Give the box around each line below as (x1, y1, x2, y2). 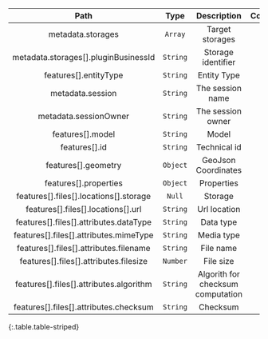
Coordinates (195, 165, 242, 175)
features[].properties (44, 177, 124, 189)
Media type (197, 229, 241, 241)
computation (195, 289, 243, 299)
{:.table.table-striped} (8, 322, 80, 331)
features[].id (60, 142, 108, 153)
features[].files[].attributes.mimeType (13, 229, 154, 241)
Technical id (195, 142, 242, 153)
